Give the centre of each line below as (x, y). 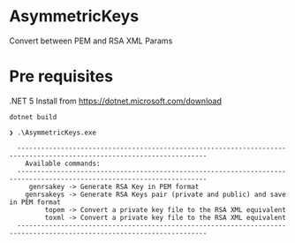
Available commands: (63, 163)
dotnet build (33, 117)
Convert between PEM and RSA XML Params (91, 41)
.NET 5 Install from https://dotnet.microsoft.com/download (116, 101)
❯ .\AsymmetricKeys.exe (53, 133)
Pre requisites (61, 76)
